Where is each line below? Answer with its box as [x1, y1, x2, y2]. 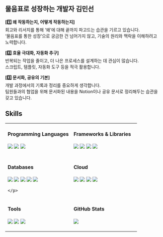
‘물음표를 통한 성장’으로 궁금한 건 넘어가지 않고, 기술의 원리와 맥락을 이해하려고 [5, 33, 158, 39]
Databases [7, 164, 34, 171]
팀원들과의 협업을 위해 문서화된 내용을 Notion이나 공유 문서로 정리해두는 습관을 [5, 88, 158, 94]
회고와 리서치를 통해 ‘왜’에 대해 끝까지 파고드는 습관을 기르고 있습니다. [5, 26, 140, 32]
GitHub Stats [74, 206, 105, 213]
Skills [5, 109, 22, 118]
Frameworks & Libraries [74, 131, 131, 138]
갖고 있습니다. [5, 94, 32, 101]
